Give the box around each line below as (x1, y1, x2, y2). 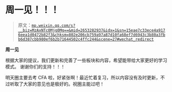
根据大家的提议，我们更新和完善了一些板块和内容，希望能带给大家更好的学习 (5, 57, 167, 63)
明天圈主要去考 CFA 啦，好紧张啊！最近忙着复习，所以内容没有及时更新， (5, 74, 161, 80)
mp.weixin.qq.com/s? (31, 23, 75, 28)
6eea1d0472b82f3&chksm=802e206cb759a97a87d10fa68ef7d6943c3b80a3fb (17, 32, 165, 37)
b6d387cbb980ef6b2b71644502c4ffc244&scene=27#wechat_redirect (17, 36, 154, 42)
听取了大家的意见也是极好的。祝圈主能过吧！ (9, 81, 104, 87)
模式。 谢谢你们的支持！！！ (5, 63, 65, 70)
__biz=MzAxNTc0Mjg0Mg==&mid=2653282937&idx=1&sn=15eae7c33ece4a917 (17, 28, 165, 33)
